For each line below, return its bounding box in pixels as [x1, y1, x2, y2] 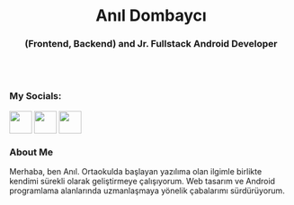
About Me [9, 146, 54, 158]
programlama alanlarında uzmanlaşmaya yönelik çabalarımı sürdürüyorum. [9, 185, 285, 196]
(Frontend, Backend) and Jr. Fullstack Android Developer [24, 38, 278, 50]
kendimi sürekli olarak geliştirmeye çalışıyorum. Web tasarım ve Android [9, 176, 276, 187]
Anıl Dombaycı [95, 5, 207, 26]
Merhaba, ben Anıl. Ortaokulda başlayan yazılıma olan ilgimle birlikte [9, 166, 263, 177]
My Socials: [9, 90, 62, 102]
